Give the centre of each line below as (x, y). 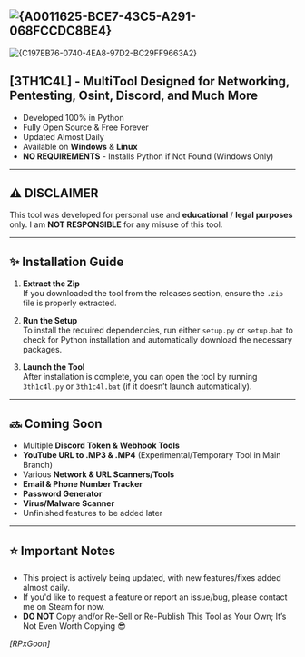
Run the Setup (50, 321)
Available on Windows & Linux (80, 146)
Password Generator (62, 494)
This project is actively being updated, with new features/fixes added (152, 577)
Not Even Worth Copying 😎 (74, 626)
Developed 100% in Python (73, 117)
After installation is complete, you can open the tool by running (140, 377)
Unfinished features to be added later (93, 513)
